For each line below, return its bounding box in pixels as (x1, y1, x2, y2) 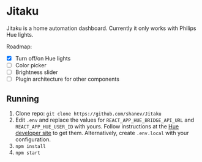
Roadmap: (6, 43, 32, 50)
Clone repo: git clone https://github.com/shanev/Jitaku (15, 110, 162, 117)
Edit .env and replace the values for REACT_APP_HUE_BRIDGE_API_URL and (15, 116, 195, 123)
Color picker (15, 62, 47, 68)
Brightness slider (15, 68, 58, 76)
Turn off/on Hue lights (15, 54, 71, 62)
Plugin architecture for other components (15, 75, 119, 83)
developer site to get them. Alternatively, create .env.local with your (15, 130, 189, 136)
